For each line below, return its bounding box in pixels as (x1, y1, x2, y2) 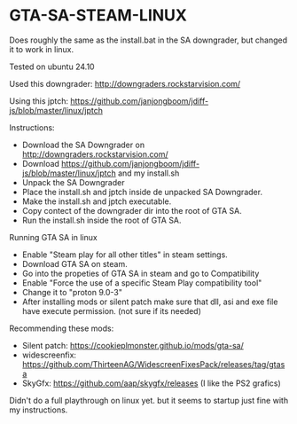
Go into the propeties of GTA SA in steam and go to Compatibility (21, 268, 260, 279)
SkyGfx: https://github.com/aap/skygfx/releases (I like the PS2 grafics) (21, 378, 281, 389)
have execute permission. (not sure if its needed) (21, 305, 202, 316)
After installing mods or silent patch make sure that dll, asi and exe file (21, 296, 278, 307)
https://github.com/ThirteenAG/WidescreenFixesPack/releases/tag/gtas (21, 358, 285, 369)
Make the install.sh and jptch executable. (21, 196, 172, 207)
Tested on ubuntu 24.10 (9, 61, 95, 72)
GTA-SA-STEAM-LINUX (9, 5, 188, 26)
